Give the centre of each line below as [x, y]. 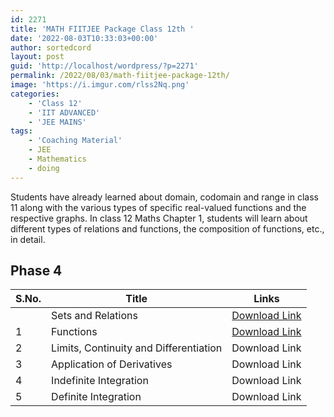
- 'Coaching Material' [75, 141]
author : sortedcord [51, 47]
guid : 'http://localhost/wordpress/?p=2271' [104, 66]
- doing [44, 168]
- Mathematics [57, 159]
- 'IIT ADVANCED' [64, 112]
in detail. [28, 239]
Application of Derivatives [112, 364]
